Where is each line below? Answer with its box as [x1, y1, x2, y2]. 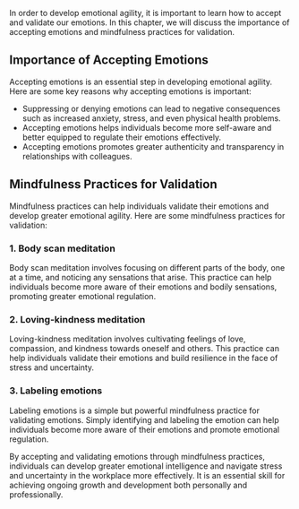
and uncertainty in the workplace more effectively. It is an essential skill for [9, 470, 286, 480]
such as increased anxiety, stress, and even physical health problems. [21, 112, 281, 124]
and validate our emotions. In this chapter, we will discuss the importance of [9, 17, 290, 28]
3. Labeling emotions [9, 384, 103, 397]
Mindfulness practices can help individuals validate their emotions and [9, 201, 269, 211]
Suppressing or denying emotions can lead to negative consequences [21, 103, 281, 114]
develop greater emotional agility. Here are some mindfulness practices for [9, 210, 286, 220]
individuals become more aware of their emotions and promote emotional [9, 424, 280, 435]
